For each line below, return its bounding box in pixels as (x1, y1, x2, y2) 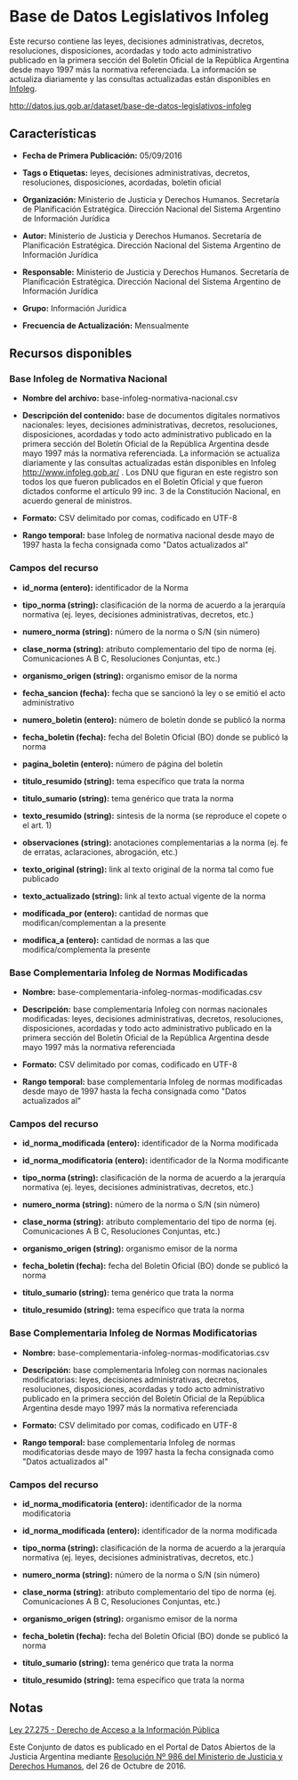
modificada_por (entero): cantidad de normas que (21, 907, 209, 918)
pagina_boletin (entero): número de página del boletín (21, 758, 223, 769)
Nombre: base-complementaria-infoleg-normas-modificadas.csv (21, 987, 262, 998)
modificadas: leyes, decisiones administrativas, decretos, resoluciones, (21, 1014, 284, 1024)
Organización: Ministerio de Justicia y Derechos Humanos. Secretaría (21, 194, 280, 204)
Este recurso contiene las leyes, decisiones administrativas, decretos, (9, 36, 265, 46)
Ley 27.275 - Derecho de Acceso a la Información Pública (9, 1724, 220, 1734)
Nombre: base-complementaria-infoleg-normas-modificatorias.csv (21, 1347, 270, 1358)
